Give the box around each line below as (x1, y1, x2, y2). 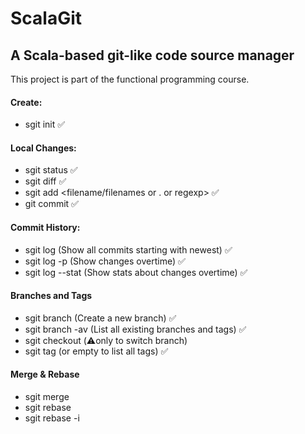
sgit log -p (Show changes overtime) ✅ (24, 255, 186, 267)
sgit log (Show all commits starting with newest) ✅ (24, 243, 233, 256)
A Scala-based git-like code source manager (10, 47, 295, 64)
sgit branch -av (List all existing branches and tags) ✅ (24, 323, 247, 335)
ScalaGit (10, 7, 83, 30)
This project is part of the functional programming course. (10, 73, 250, 85)
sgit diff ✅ (24, 175, 67, 187)
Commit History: (10, 222, 81, 233)
